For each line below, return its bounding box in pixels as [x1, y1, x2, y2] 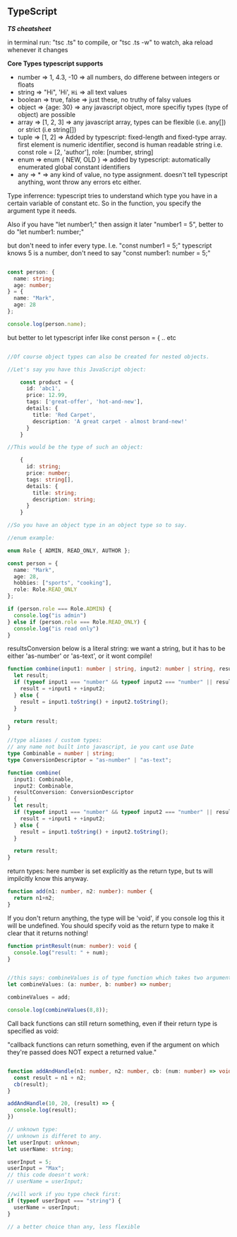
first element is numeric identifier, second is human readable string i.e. [17, 140, 223, 149]
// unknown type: [7, 1126, 59, 1133]
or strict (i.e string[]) [17, 125, 77, 133]
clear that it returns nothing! [7, 929, 88, 937]
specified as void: [7, 1026, 59, 1035]
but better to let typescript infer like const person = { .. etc [7, 333, 176, 341]
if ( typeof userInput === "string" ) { [7, 1197, 121, 1205]
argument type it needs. [7, 206, 77, 214]
